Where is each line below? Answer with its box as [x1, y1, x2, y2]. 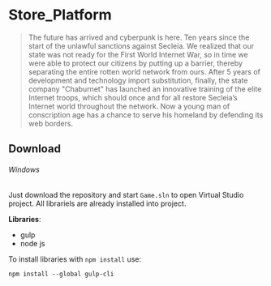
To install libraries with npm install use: [8, 254, 142, 264]
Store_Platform [8, 6, 112, 24]
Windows [8, 164, 41, 174]
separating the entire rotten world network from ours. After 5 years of [28, 66, 261, 76]
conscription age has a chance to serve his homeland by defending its [28, 109, 264, 119]
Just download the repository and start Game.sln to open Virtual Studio [8, 190, 244, 199]
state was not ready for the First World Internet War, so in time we [28, 49, 249, 59]
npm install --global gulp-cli [8, 270, 114, 278]
